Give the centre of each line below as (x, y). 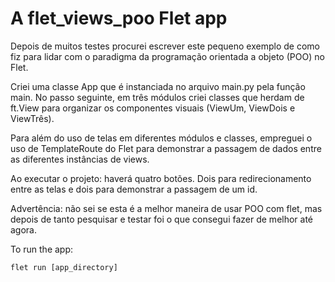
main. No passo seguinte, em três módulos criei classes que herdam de (157, 97)
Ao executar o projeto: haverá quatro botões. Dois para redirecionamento (161, 178)
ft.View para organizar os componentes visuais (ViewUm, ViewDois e (153, 108)
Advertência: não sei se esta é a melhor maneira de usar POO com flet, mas (166, 208)
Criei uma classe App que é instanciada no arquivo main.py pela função (158, 86)
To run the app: (42, 249)
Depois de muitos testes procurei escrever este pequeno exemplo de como (165, 46)
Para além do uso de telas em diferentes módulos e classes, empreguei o (161, 138)
